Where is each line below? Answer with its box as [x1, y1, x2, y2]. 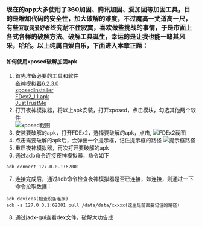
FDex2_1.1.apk [14, 93, 49, 100]
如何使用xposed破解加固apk [6, 57, 77, 65]
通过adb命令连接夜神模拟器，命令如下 [14, 152, 110, 159]
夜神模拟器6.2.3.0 [14, 80, 59, 87]
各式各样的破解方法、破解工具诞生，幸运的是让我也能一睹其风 [6, 32, 186, 40]
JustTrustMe [14, 100, 47, 107]
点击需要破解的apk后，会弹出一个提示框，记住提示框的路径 [14, 137, 162, 144]
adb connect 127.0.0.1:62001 [6, 164, 80, 170]
